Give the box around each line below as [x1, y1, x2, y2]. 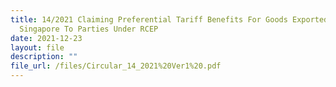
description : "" [10, 52, 78, 62]
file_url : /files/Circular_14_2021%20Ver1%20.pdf [10, 61, 222, 71]
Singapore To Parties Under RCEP [19, 24, 159, 34]
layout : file [10, 42, 65, 53]
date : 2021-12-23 [10, 33, 83, 43]
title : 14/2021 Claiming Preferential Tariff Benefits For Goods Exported [10, 14, 329, 25]
